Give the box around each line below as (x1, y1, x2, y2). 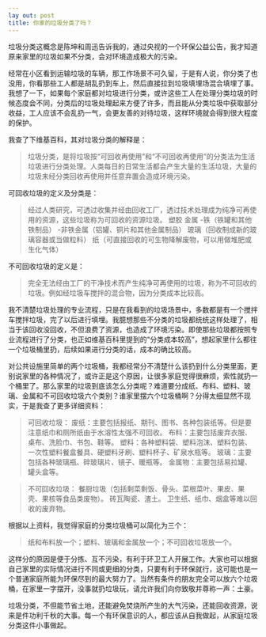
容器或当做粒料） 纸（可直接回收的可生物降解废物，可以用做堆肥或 (34, 234, 252, 244)
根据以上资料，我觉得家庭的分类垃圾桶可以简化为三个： (8, 520, 188, 530)
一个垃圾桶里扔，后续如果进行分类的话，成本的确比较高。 (8, 344, 196, 354)
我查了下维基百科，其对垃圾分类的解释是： (8, 135, 147, 144)
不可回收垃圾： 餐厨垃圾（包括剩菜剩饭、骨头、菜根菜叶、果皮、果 (27, 483, 245, 493)
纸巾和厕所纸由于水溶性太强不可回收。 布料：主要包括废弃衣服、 (41, 427, 252, 437)
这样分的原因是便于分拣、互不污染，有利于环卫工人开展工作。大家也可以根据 (8, 554, 258, 563)
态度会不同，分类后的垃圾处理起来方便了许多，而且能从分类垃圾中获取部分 (14, 98, 258, 108)
